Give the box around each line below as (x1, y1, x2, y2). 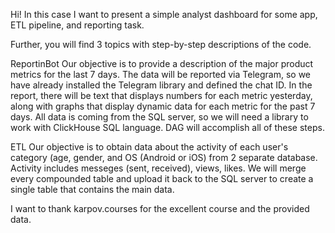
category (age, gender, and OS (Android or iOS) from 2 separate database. (10, 152, 318, 163)
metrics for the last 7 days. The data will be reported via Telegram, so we (10, 69, 311, 80)
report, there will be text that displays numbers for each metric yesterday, (10, 90, 313, 101)
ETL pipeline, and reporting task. (10, 19, 145, 31)
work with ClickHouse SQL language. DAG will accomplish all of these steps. (10, 122, 325, 133)
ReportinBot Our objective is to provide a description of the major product (10, 58, 314, 69)
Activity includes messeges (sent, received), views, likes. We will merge (10, 162, 307, 174)
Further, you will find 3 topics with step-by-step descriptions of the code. (10, 39, 312, 50)
